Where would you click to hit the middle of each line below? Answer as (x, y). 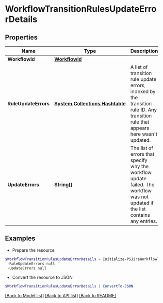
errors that (142, 154)
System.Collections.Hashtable (90, 104)
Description (144, 51)
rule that (140, 122)
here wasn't (144, 134)
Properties (21, 37)
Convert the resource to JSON (42, 277)
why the (139, 166)
